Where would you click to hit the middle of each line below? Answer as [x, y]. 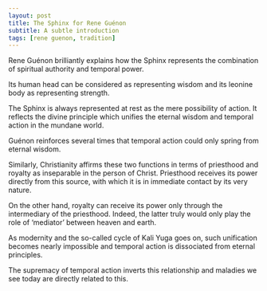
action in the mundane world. [56, 125]
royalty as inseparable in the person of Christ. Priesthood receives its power [133, 173]
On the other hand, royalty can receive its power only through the [116, 206]
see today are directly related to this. [69, 279]
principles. [26, 255]
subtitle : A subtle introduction [64, 30]
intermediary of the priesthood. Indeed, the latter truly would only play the [130, 214]
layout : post [30, 16]
